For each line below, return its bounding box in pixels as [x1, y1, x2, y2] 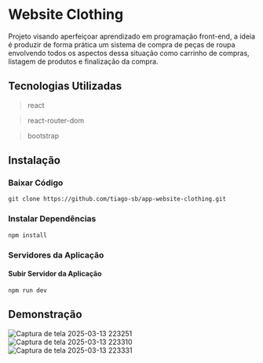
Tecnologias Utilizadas [8, 80, 122, 93]
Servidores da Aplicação [8, 250, 104, 261]
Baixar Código [8, 177, 64, 188]
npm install [8, 231, 47, 239]
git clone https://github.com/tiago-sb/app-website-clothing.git [8, 195, 226, 203]
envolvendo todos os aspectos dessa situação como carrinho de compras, [8, 48, 250, 57]
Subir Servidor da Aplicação [8, 269, 102, 279]
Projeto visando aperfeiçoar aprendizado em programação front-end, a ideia [8, 31, 256, 41]
